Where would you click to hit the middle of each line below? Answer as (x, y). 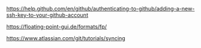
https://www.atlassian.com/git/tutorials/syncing (66, 38)
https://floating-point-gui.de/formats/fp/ (57, 27)
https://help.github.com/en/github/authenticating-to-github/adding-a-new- (100, 9)
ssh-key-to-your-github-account (47, 15)
